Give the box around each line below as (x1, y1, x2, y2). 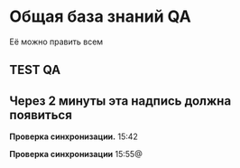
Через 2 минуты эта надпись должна (9, 93, 232, 108)
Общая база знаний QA (9, 6, 191, 27)
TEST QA (9, 62, 61, 78)
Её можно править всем (9, 36, 104, 47)
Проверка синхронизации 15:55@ (9, 149, 143, 160)
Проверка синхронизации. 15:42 (9, 131, 138, 142)
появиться (9, 107, 72, 123)
